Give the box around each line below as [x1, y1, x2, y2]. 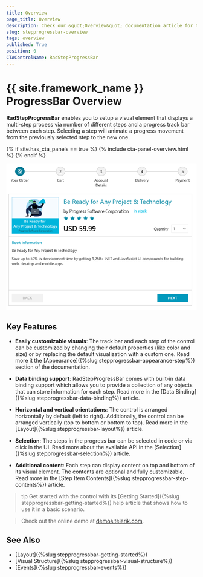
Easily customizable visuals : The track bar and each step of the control [14, 338, 195, 345]
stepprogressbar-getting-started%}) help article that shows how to [21, 500, 188, 507]
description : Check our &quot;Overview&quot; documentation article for [6, 22, 193, 28]
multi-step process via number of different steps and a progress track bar [6, 120, 190, 128]
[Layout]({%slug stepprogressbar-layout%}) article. [14, 426, 144, 433]
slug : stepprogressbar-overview [6, 29, 88, 35]
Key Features [6, 321, 57, 332]
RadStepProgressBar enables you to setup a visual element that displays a [6, 114, 193, 121]
